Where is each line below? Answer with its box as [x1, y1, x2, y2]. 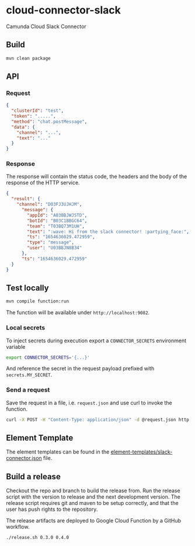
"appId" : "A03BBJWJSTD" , [27, 212, 88, 218]
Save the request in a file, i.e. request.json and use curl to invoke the [6, 399, 172, 406]
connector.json [6, 455, 42, 462]
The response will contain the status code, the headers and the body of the [6, 173, 187, 180]
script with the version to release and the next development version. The [6, 493, 181, 500]
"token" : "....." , [11, 114, 57, 119]
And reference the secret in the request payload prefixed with [6, 365, 155, 372]
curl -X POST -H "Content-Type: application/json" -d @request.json [6, 417, 176, 423]
